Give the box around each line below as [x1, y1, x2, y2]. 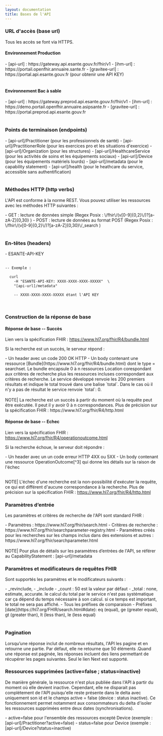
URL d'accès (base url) [5, 28, 60, 35]
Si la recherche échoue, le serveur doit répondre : [5, 444, 105, 450]
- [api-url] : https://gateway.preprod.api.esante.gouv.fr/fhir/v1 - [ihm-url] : [5, 99, 152, 105]
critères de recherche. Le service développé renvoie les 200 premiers [5, 376, 145, 382]
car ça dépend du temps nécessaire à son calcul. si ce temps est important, [5, 596, 157, 602]
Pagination [5, 629, 31, 636]
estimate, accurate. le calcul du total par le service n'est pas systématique [5, 591, 154, 597]
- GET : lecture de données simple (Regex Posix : [5, 212, 104, 218]
